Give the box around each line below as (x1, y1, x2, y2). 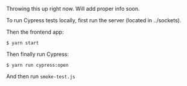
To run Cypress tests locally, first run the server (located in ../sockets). (6, 17, 182, 23)
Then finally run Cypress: (6, 51, 69, 58)
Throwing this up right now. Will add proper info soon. (6, 5, 140, 12)
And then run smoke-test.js (6, 73, 75, 80)
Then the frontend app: (6, 28, 64, 35)
